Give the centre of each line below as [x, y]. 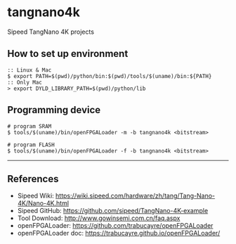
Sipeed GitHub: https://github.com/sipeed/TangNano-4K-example [113, 211]
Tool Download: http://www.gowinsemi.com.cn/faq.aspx [99, 218]
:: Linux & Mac [29, 70]
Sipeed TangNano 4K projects [51, 32]
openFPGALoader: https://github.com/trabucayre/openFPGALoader [115, 226]
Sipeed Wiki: [35, 196]
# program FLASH [31, 145]
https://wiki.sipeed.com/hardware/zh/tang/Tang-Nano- [135, 196]
